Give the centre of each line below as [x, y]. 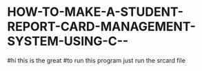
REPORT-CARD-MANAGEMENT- [102, 27]
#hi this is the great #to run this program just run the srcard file [97, 60]
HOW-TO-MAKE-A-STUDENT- [95, 12]
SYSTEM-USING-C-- [68, 41]
